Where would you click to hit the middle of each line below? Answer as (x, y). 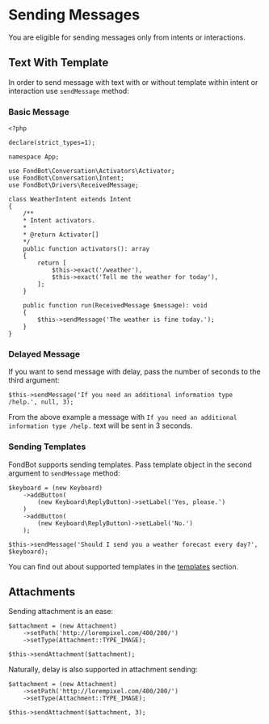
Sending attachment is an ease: (61, 612)
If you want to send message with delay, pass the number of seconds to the (134, 372)
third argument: (34, 380)
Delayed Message (44, 354)
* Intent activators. (59, 221)
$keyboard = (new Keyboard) (56, 488)
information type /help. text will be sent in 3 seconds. (101, 426)
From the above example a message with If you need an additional (123, 417)
